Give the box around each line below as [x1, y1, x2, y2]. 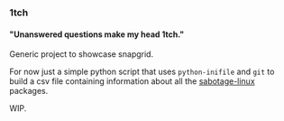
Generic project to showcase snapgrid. [9, 49, 154, 60]
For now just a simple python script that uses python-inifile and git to [9, 66, 275, 78]
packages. [9, 86, 49, 97]
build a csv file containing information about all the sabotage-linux [9, 76, 255, 87]
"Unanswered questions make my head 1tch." [9, 29, 185, 40]
